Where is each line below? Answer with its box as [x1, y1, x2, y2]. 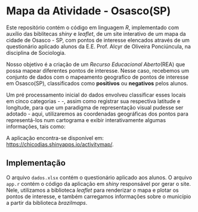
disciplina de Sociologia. [6, 49, 66, 56]
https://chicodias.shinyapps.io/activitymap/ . [6, 141, 115, 148]
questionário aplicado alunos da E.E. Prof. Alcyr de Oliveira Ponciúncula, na [6, 43, 191, 50]
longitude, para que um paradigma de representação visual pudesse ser [6, 104, 184, 111]
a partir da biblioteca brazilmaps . [6, 199, 88, 206]
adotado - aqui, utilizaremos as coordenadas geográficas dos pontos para [6, 110, 189, 117]
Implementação [6, 158, 66, 168]
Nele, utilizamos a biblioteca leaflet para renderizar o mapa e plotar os [6, 186, 179, 194]
